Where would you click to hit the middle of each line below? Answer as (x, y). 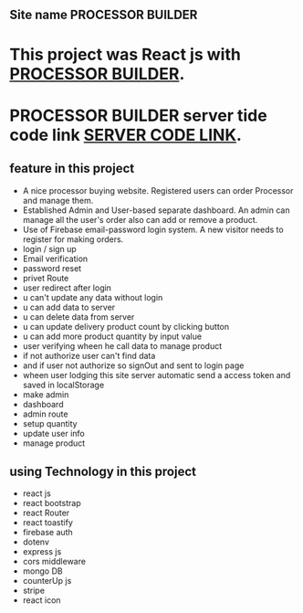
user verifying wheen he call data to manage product (122, 345)
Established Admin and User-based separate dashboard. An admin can (156, 210)
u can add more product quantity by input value (112, 336)
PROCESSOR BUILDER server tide (138, 116)
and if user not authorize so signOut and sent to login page (133, 365)
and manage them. (58, 200)
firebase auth (47, 533)
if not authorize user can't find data (89, 355)
